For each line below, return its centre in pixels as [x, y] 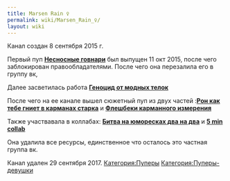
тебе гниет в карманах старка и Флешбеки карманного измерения [109, 108]
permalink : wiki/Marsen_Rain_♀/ [54, 20]
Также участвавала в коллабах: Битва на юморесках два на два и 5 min [115, 122]
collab [16, 129]
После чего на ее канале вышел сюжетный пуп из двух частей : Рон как [114, 101]
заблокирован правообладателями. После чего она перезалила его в [110, 67]
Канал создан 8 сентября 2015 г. [55, 46]
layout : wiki [26, 26]
